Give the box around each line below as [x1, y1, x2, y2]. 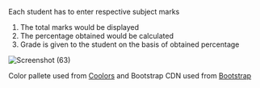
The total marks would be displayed [19, 23, 140, 31]
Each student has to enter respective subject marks [8, 7, 180, 16]
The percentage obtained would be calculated [19, 31, 174, 40]
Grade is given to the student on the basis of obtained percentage [19, 40, 240, 49]
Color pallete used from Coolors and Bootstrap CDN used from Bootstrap [8, 71, 252, 80]
